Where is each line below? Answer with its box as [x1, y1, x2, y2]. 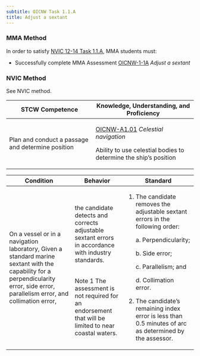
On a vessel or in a [9, 230, 61, 239]
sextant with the [9, 260, 54, 268]
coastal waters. [74, 329, 118, 338]
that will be [74, 314, 105, 323]
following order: [136, 222, 180, 231]
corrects [74, 219, 98, 227]
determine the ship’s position [95, 153, 177, 162]
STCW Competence [20, 106, 79, 114]
